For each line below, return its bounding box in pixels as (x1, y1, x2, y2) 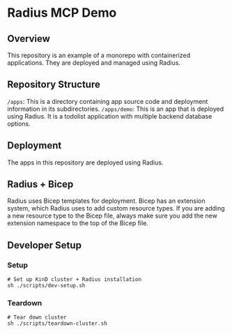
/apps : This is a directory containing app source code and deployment (7, 97, 208, 105)
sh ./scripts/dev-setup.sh (7, 282, 86, 289)
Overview (7, 33, 51, 45)
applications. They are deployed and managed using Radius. (7, 59, 181, 67)
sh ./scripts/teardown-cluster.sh (7, 320, 108, 327)
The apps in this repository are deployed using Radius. (7, 158, 164, 167)
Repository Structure (7, 79, 101, 91)
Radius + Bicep (7, 179, 74, 190)
